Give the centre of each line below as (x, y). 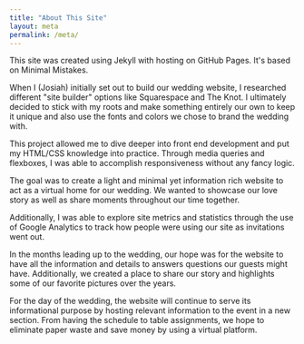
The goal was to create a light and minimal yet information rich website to (147, 181)
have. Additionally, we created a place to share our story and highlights (142, 274)
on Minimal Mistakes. (49, 70)
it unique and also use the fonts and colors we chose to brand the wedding (149, 117)
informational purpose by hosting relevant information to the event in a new (150, 310)
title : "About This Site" (58, 18)
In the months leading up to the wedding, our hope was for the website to (147, 254)
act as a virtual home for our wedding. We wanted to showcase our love (144, 191)
